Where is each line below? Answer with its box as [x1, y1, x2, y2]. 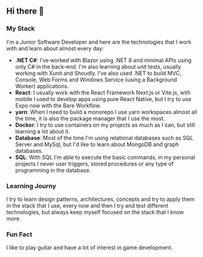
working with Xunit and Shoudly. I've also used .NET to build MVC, [15, 69, 182, 77]
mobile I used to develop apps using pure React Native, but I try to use [15, 95, 191, 102]
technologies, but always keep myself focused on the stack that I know [6, 208, 184, 216]
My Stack [6, 24, 35, 33]
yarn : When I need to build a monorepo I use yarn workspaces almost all [15, 108, 198, 116]
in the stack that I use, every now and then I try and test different [6, 202, 168, 209]
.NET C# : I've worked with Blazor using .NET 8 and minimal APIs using [15, 56, 192, 64]
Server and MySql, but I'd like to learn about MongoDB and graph [15, 141, 179, 148]
